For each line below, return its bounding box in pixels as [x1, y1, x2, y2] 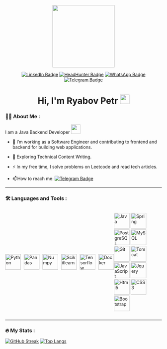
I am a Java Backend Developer [5, 129, 70, 135]
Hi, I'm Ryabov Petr [37, 95, 118, 107]
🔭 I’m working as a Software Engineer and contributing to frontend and [12, 139, 158, 145]
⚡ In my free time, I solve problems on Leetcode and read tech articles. [12, 164, 158, 170]
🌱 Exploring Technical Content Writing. [12, 154, 92, 160]
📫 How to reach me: [12, 175, 54, 181]
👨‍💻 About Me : [5, 113, 41, 120]
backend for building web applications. [12, 144, 92, 150]
